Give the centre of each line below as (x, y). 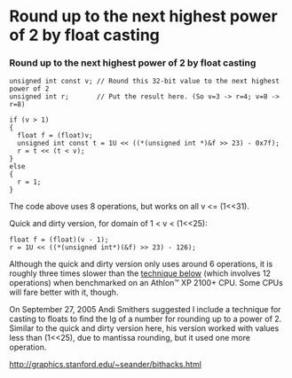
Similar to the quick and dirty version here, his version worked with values (144, 328)
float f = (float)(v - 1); (59, 240)
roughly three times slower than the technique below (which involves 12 (140, 273)
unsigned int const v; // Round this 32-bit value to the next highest (144, 82)
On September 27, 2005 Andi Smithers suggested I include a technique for (145, 310)
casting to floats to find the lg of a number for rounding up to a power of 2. (146, 319)
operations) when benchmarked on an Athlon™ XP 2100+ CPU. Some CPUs (146, 283)
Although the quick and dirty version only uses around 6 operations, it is (141, 264)
